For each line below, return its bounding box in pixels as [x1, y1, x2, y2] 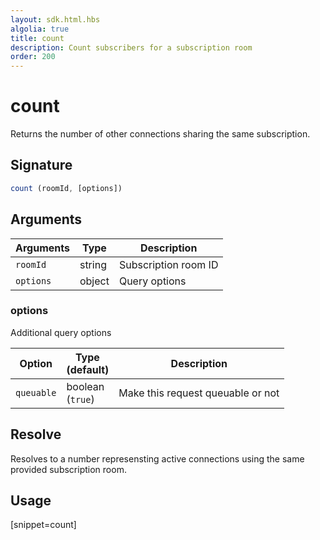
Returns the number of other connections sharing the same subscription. [10, 128, 311, 140]
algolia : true [10, 24, 70, 34]
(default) [66, 362, 110, 376]
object [79, 274, 110, 288]
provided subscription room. [10, 463, 127, 475]
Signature [10, 157, 73, 174]
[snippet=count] [10, 519, 77, 531]
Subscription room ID [118, 257, 219, 271]
